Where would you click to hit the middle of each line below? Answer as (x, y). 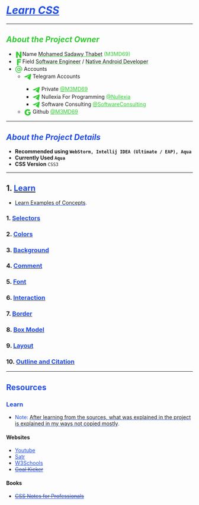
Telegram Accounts (56, 76)
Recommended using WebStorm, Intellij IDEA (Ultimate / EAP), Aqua (103, 151)
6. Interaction (26, 298)
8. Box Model (25, 330)
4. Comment (24, 266)
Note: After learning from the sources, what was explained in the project (103, 418)
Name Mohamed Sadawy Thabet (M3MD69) (76, 54)
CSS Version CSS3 (36, 164)
